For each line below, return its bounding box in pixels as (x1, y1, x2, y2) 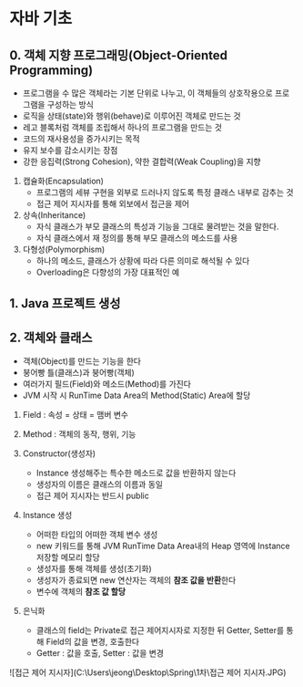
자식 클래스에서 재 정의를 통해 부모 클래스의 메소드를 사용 (35, 233, 238, 243)
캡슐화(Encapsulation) (22, 175, 105, 186)
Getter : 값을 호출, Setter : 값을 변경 (35, 648, 164, 659)
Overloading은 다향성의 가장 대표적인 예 (35, 266, 180, 277)
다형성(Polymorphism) (22, 244, 106, 255)
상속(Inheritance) (22, 210, 86, 220)
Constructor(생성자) (22, 448, 96, 459)
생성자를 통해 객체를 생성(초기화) (35, 563, 152, 575)
